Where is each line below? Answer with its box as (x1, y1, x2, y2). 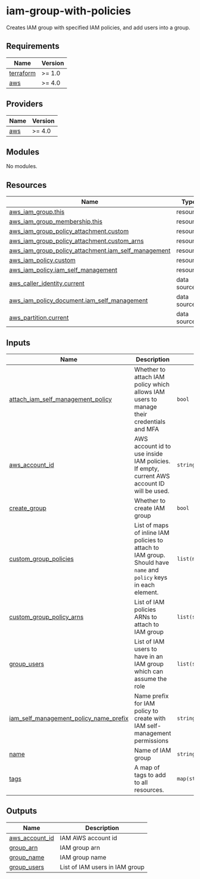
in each (134, 581, 155, 589)
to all (134, 778, 148, 787)
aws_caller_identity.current (9, 279, 85, 287)
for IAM (134, 700, 155, 707)
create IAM (134, 504, 165, 512)
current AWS (134, 472, 170, 480)
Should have (134, 559, 170, 567)
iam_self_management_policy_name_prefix (9, 714, 129, 722)
